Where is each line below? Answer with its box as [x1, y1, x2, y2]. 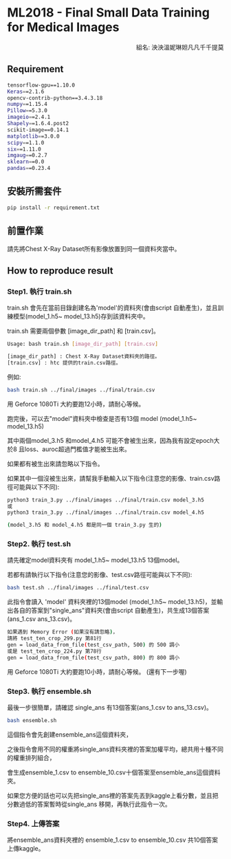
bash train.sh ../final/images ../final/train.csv [7, 387, 155, 393]
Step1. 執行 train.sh [7, 287, 72, 296]
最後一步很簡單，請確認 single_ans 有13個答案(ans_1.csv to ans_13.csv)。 [7, 704, 213, 712]
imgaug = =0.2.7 [7, 152, 48, 159]
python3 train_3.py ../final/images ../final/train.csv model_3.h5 [7, 497, 205, 503]
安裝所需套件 [7, 186, 62, 197]
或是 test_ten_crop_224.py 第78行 [7, 648, 102, 655]
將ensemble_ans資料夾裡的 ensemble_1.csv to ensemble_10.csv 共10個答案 [7, 836, 219, 844]
